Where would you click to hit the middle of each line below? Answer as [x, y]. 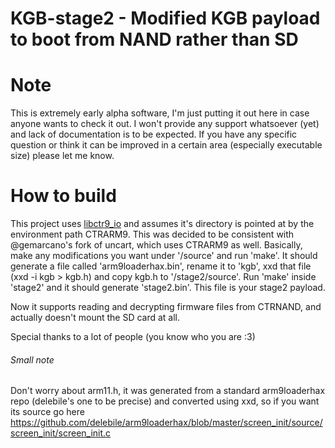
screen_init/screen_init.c [61, 433]
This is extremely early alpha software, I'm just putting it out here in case [160, 113]
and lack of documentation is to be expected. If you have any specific [154, 134]
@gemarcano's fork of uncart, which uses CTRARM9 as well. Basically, [156, 245]
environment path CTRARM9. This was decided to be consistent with [152, 234]
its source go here [47, 412]
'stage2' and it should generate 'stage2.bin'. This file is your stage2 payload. [168, 288]
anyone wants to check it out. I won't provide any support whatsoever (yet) [165, 124]
